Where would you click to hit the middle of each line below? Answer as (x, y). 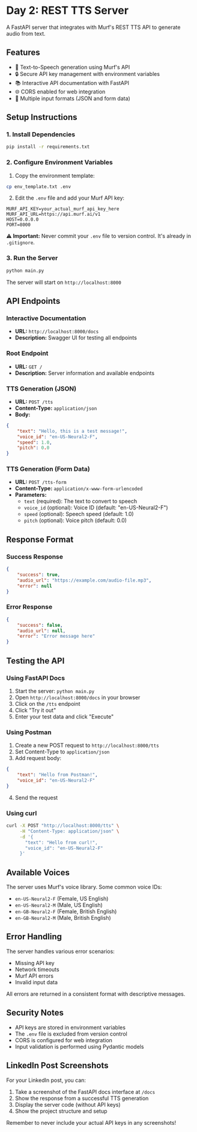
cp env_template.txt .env (38, 187)
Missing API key (35, 963)
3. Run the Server (32, 258)
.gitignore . (20, 242)
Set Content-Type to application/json (62, 752)
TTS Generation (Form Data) (48, 469)
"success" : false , (40, 625)
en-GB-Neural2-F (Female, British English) (66, 911)
